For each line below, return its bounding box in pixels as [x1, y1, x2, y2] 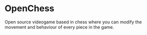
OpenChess [4, 3, 55, 14]
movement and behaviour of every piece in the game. [4, 24, 114, 30]
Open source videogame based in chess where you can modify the [4, 19, 142, 25]
